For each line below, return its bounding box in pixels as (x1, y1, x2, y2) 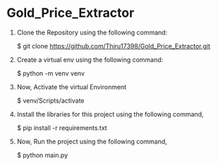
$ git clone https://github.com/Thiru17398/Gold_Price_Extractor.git (16, 41, 211, 50)
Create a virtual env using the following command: (16, 55, 164, 64)
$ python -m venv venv (16, 69, 85, 77)
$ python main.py (16, 151, 68, 159)
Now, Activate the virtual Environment (16, 82, 127, 91)
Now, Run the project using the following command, (16, 137, 167, 146)
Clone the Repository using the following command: (16, 28, 168, 37)
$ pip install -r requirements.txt (16, 123, 107, 132)
